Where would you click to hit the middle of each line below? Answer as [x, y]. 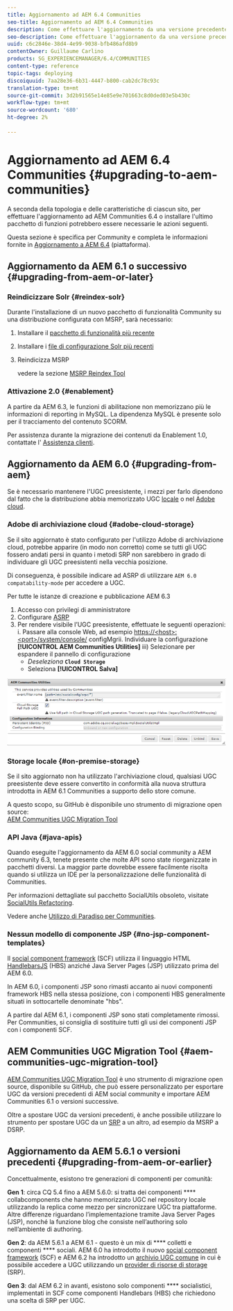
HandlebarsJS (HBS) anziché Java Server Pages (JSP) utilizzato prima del [113, 965]
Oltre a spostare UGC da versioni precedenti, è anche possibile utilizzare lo [114, 1115]
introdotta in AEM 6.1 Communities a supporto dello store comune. [102, 791]
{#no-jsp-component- [171, 934]
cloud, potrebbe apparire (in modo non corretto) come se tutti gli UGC [107, 547]
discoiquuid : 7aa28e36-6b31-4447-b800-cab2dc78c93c [83, 81]
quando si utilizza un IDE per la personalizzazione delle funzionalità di [107, 875]
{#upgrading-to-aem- [153, 175]
